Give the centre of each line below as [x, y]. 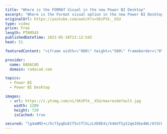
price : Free [17, 28]
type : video [17, 24]
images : [13, 96]
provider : [15, 60]
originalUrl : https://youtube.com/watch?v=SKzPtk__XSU [63, 19]
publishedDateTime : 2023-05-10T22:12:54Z [49, 38]
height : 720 [26, 110]
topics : [13, 78]
